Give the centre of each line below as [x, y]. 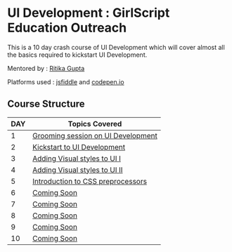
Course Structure [46, 104]
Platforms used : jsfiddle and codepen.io [66, 81]
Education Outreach [67, 28]
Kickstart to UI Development [79, 147]
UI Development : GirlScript [89, 13]
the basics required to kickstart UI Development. [77, 55]
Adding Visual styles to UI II [78, 170]
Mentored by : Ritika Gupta [46, 68]
